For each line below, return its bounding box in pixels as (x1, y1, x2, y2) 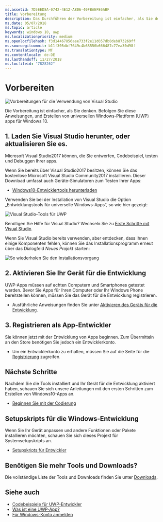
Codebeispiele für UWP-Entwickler (12, 501, 82, 507)
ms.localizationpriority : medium (5, 35, 73, 39)
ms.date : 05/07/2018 (5, 20, 47, 26)
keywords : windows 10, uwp (5, 30, 60, 35)
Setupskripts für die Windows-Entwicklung (5, 414, 139, 423)
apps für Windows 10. (5, 118, 49, 124)
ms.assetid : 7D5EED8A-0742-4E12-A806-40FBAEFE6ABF (5, 7, 110, 12)
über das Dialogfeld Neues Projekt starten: (5, 245, 90, 251)
